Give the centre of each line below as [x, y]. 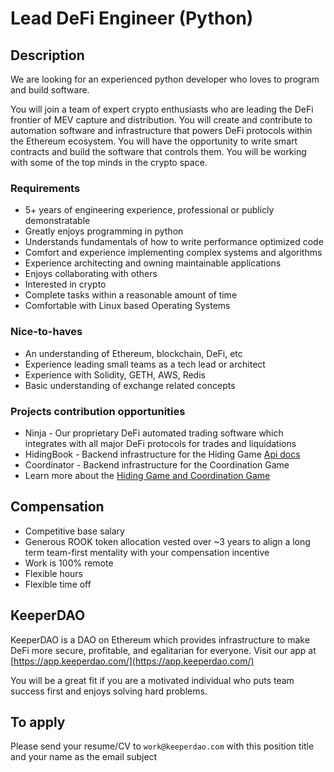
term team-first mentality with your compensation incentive [147, 552]
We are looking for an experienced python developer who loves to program [165, 79]
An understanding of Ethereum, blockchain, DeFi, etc [133, 353]
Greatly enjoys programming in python [104, 231]
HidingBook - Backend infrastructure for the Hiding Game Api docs [162, 454]
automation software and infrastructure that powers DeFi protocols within [161, 130]
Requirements [45, 188]
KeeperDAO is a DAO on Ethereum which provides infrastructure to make [160, 639]
